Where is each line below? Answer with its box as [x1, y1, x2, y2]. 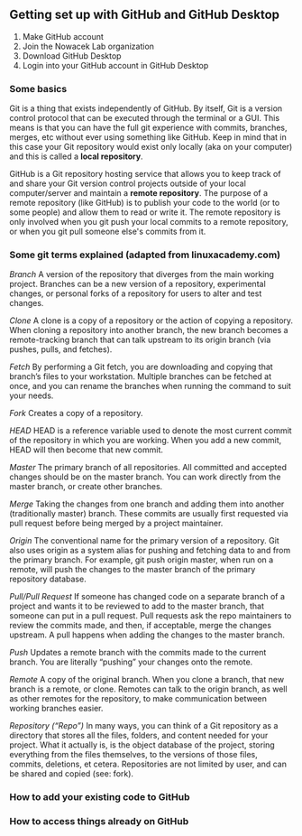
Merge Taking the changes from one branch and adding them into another [9, 498, 285, 509]
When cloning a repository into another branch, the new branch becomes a [9, 325, 288, 336]
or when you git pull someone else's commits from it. [9, 226, 206, 237]
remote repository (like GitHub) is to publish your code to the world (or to [9, 198, 280, 209]
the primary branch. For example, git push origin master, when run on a [9, 554, 274, 565]
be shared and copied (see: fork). [9, 768, 133, 779]
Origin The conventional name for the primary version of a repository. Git [9, 535, 279, 546]
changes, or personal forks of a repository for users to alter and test [9, 288, 262, 299]
